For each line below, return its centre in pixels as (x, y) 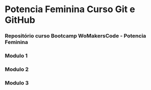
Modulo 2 (17, 69)
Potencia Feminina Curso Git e (70, 9)
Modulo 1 (16, 56)
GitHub (20, 20)
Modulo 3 (17, 83)
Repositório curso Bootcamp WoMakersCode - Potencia (75, 36)
